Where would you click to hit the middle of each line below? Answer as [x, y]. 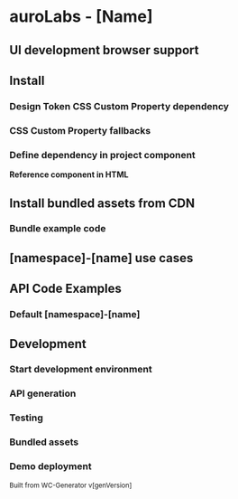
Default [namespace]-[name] [75, 315]
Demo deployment [50, 466]
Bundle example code [58, 229]
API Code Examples [65, 289]
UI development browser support [104, 50]
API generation [43, 393]
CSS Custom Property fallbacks [80, 130]
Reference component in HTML [69, 174]
